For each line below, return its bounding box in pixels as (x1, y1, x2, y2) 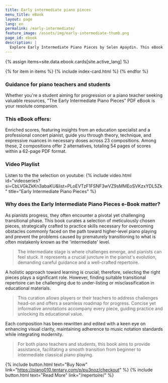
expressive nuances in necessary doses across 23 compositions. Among (5, 138, 156, 144)
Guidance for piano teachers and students (5, 81, 111, 88)
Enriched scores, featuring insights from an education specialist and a (5, 127, 150, 133)
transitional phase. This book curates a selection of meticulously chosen (5, 217, 155, 224)
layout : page (5, 17, 33, 22)
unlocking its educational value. (17, 311, 83, 317)
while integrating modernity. (5, 331, 64, 337)
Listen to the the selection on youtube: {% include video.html (5, 172, 132, 178)
